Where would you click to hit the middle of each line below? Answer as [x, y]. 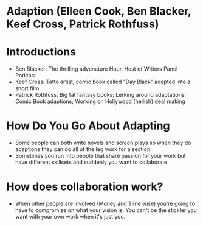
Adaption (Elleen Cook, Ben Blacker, [99, 11]
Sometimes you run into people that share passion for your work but [101, 156]
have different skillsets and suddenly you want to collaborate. [92, 162]
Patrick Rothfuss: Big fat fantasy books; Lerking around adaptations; [101, 95]
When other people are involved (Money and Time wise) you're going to [105, 203]
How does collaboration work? [85, 187]
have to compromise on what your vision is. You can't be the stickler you [106, 210]
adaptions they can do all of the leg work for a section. [83, 149]
